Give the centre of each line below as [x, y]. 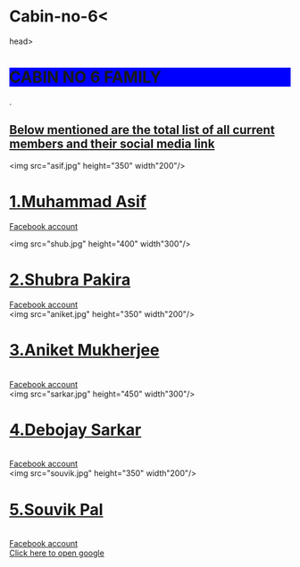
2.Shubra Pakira [70, 279]
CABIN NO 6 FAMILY [86, 77]
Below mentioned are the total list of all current [142, 130]
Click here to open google [57, 553]
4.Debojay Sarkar [75, 429]
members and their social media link [112, 144]
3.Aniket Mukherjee [84, 350]
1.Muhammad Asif [78, 201]
